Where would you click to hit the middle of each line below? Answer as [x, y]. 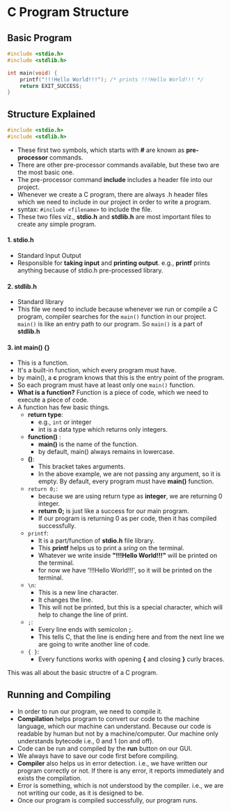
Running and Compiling [59, 695]
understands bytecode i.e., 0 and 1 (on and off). [86, 741]
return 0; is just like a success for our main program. [113, 511]
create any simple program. [57, 224]
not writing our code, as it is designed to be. [80, 793]
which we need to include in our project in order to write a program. [114, 202]
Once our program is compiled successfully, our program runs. [107, 801]
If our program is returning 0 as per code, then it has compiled [127, 518]
